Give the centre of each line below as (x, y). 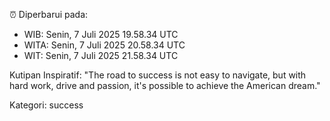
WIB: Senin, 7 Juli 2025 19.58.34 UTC (101, 34)
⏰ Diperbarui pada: (49, 14)
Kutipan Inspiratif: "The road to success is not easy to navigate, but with (158, 75)
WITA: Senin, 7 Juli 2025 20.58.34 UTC (104, 45)
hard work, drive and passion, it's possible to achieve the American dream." (165, 85)
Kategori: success (46, 105)
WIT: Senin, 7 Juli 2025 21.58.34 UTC (101, 55)
